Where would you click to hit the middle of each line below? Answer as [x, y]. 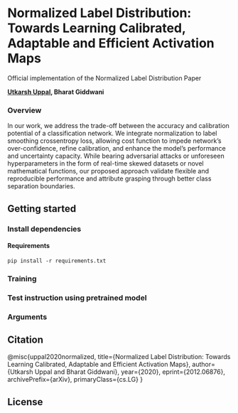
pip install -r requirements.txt [57, 261]
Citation [26, 339]
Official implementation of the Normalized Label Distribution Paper [104, 78]
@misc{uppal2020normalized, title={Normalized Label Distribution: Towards [119, 357]
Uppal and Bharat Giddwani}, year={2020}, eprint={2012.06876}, [130, 372]
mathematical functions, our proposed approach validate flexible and [108, 171]
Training [22, 279]
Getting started [42, 209]
